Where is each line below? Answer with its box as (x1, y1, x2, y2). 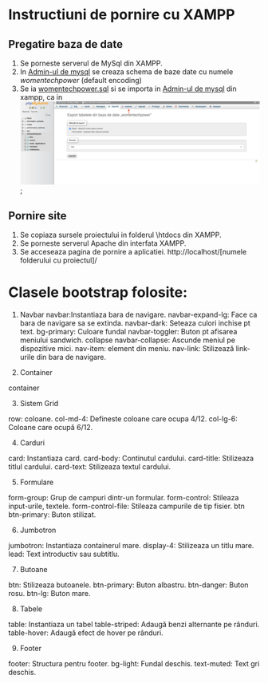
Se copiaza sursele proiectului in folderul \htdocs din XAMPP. (19, 230, 222, 240)
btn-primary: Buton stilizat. (8, 510, 97, 519)
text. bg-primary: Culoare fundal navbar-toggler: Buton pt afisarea (19, 327, 238, 337)
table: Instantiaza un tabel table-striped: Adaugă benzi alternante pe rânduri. (8, 620, 260, 630)
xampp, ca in (19, 93, 63, 101)
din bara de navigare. (36, 353, 106, 362)
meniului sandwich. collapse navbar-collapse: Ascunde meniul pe (19, 335, 235, 345)
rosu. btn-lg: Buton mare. (8, 589, 91, 598)
